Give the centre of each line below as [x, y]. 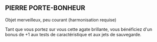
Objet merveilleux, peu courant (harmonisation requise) [61, 20]
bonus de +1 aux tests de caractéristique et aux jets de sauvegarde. [73, 34]
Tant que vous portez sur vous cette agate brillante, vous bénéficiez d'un [79, 29]
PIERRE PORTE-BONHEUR [45, 8]
